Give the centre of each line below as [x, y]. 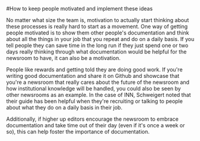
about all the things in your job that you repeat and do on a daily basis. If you [100, 39]
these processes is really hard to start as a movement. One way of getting [97, 26]
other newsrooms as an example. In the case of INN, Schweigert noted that [99, 95]
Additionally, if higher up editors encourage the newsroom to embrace [93, 119]
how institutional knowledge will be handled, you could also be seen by [93, 88]
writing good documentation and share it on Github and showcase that [93, 76]
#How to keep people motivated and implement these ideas [80, 9]
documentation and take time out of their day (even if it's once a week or [96, 125]
